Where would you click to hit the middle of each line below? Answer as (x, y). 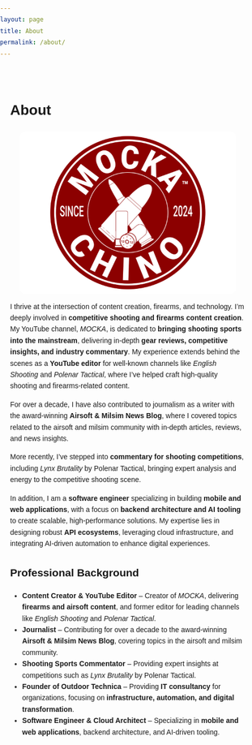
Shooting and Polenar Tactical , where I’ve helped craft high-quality (114, 375)
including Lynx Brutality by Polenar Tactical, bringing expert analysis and (123, 468)
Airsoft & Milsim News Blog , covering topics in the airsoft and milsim (132, 641)
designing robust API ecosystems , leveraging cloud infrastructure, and (122, 532)
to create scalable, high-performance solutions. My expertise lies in (115, 521)
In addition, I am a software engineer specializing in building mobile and (126, 498)
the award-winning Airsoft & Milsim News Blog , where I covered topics (124, 416)
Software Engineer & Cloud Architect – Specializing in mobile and (130, 721)
